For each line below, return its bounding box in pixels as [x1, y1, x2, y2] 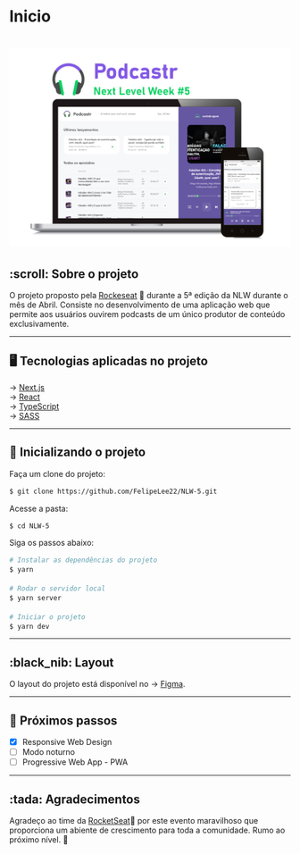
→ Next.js [9, 381, 46, 392]
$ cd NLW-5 [9, 521, 50, 531]
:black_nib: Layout [9, 655, 114, 670]
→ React [9, 391, 40, 402]
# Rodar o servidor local [9, 584, 105, 593]
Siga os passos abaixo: [9, 538, 95, 548]
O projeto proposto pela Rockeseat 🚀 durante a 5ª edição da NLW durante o [9, 290, 288, 301]
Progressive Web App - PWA [21, 757, 129, 767]
